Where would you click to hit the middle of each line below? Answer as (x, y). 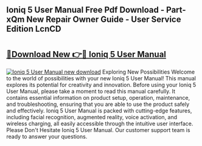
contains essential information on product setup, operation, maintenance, (98, 98)
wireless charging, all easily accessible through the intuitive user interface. (100, 123)
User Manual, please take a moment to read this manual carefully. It (91, 91)
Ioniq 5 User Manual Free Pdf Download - (85, 10)
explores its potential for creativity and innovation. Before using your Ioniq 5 (101, 85)
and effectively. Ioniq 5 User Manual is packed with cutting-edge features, (99, 111)
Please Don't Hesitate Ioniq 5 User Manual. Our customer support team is (98, 130)
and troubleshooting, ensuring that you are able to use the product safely (98, 104)
